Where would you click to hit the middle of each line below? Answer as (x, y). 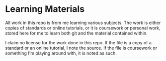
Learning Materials (45, 9)
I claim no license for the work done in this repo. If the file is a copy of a (78, 42)
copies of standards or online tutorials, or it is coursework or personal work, (83, 28)
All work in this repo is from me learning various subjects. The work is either (83, 23)
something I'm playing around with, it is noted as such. (61, 53)
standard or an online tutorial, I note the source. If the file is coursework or (81, 48)
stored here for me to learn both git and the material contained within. (76, 33)
